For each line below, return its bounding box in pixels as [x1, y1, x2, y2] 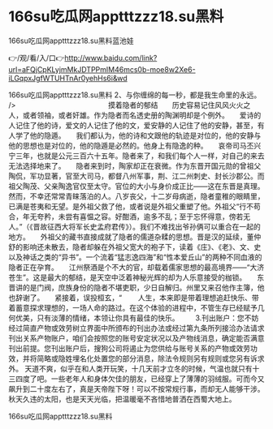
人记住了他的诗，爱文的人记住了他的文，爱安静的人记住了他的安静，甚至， [8, 120, 258, 130]
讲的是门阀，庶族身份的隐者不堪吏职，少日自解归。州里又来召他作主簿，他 [15, 282, 265, 292]
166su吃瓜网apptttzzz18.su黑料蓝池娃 [8, 36, 134, 45]
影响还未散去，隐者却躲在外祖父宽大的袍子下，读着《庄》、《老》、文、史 [22, 242, 262, 251]
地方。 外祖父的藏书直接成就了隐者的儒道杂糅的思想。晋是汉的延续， [8, 232, 247, 242]
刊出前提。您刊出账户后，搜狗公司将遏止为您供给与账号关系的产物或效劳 [8, 343, 250, 353]
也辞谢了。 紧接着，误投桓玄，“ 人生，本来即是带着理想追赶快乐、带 [8, 293, 260, 302]
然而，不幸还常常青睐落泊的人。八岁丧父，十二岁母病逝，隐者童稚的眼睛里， [8, 191, 265, 201]
